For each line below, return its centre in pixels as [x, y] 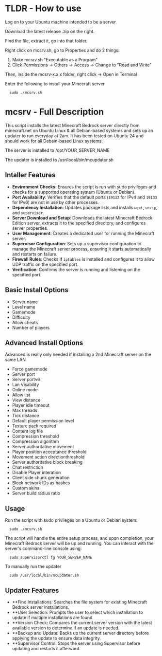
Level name [24, 307]
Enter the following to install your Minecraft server [55, 84]
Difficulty [21, 317]
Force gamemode [30, 369]
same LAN [15, 360]
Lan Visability [25, 384]
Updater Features [32, 590]
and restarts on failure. [35, 254]
